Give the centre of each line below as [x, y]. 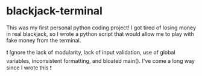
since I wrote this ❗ [29, 68]
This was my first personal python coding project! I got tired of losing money [101, 28]
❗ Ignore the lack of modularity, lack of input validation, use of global [91, 52]
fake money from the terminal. [44, 40]
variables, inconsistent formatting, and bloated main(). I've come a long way [100, 60]
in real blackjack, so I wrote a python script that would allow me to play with [100, 34]
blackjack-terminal [54, 11]
